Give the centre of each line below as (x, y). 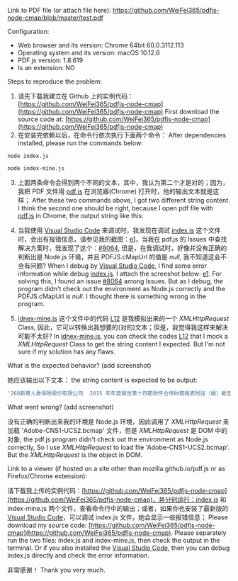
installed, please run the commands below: (80, 143)
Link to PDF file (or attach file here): (59, 10)
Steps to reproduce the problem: (55, 81)
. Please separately (199, 532)
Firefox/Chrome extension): (47, 476)
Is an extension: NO (46, 68)
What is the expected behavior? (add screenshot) (79, 365)
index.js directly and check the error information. (79, 555)
